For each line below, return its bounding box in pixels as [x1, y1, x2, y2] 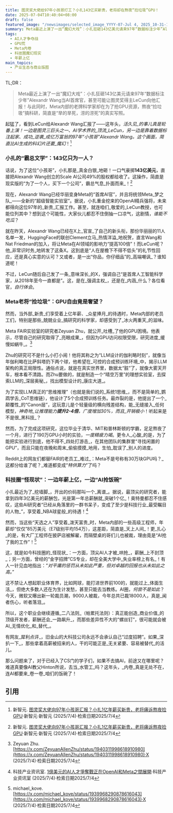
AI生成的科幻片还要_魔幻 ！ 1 [14, 139, 72, 147]
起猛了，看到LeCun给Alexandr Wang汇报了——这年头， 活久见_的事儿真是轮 [5, 121, 166, 127]
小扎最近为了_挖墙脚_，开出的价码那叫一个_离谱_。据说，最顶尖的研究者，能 [5, 488, 167, 494]
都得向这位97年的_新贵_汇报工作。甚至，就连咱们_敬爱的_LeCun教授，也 [5, 204, 159, 210]
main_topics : [5, 60, 33, 65]
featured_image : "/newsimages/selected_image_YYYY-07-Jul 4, [5, 22, 139, 27]
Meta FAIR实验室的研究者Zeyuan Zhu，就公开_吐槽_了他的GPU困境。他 [5, 328, 156, 334]
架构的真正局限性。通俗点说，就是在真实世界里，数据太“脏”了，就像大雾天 [5, 365, 163, 371]
